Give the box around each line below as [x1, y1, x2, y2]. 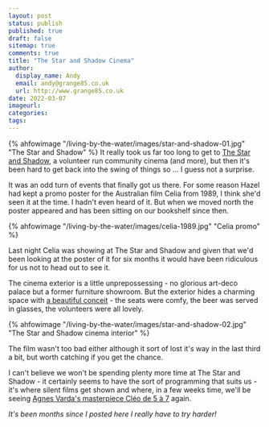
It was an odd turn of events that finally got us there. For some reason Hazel [8, 180, 260, 189]
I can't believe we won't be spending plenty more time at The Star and [8, 367, 241, 377]
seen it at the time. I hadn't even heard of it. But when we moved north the [8, 197, 255, 206]
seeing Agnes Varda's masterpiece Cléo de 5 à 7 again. [8, 393, 192, 403]
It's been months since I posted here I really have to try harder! [8, 408, 217, 419]
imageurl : [8, 102, 42, 110]
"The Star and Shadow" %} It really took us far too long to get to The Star [8, 147, 251, 157]
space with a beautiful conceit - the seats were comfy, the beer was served [8, 295, 259, 305]
